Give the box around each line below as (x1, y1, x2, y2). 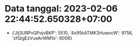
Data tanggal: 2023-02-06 (4, 3, 118, 14)
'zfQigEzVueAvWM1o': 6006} (11, 35, 72, 41)
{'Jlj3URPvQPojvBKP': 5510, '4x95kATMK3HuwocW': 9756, (11, 30, 133, 36)
